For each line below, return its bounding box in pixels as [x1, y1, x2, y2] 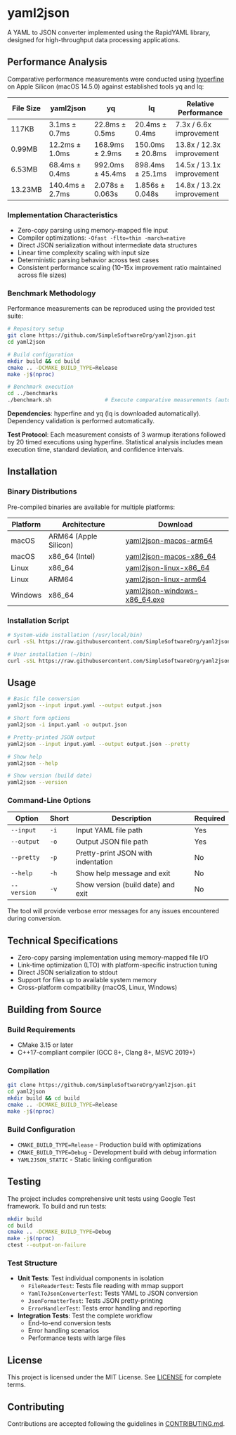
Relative [186, 98, 214, 108]
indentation [75, 857, 114, 867]
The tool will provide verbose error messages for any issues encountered [7, 907, 220, 915]
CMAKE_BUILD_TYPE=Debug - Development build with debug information [17, 1147, 216, 1156]
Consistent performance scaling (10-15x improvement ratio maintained [17, 264, 221, 272]
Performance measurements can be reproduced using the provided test [7, 304, 216, 313]
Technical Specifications [7, 934, 119, 946]
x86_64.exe [125, 594, 165, 604]
